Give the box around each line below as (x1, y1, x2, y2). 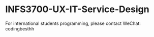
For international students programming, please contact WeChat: (5, 20, 141, 26)
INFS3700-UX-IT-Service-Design (5, 4, 149, 15)
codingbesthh (5, 25, 35, 31)
